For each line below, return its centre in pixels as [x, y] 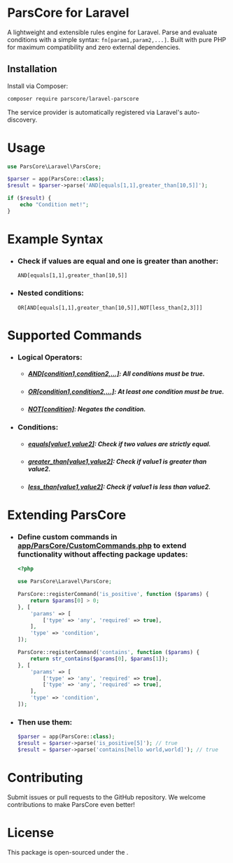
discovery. [22, 120]
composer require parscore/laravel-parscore [73, 99]
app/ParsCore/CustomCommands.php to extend [102, 545]
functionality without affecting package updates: [103, 554]
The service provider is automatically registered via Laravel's [95, 112]
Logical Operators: [50, 357]
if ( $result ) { [29, 198]
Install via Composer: [38, 86]
